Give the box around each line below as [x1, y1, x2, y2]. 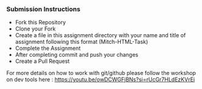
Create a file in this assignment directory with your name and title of [15, 32, 186, 39]
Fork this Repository [15, 19, 66, 26]
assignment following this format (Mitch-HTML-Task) [15, 38, 148, 46]
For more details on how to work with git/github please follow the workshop [6, 69, 197, 77]
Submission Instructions [6, 5, 81, 13]
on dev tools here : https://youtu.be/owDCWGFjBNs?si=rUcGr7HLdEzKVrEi [6, 76, 195, 84]
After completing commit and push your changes [15, 51, 139, 59]
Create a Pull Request [15, 57, 70, 65]
